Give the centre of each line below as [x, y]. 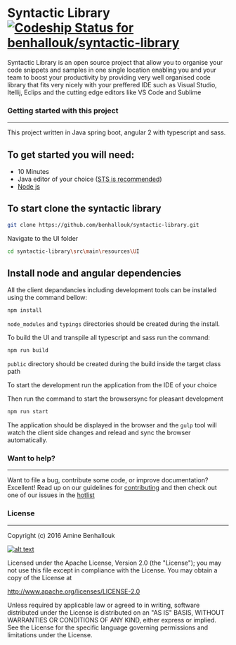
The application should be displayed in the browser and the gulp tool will [112, 425]
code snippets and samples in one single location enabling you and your [112, 70]
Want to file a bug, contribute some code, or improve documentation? [108, 480]
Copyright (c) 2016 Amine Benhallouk [61, 535]
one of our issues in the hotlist [51, 495]
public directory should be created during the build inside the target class [114, 364]
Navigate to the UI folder [43, 238]
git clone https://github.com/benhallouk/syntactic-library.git [103, 225]
